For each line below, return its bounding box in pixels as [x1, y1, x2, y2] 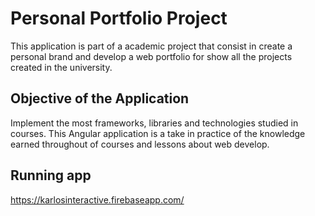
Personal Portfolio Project [10, 7, 228, 30]
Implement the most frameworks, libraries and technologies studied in [10, 117, 299, 129]
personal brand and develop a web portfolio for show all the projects [10, 50, 293, 62]
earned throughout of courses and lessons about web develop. [10, 138, 270, 150]
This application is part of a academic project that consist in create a [10, 40, 293, 52]
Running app [10, 167, 92, 184]
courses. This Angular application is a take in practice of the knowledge [10, 127, 306, 139]
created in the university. [10, 61, 113, 73]
